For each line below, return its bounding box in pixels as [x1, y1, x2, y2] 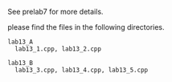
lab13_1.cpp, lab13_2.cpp [14, 45, 102, 53]
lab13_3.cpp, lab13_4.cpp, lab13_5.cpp [14, 66, 149, 74]
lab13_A [7, 38, 34, 46]
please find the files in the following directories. [7, 23, 166, 31]
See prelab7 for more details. [7, 7, 104, 16]
